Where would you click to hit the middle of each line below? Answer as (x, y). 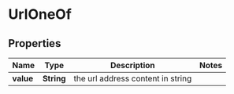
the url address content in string (133, 78)
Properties (35, 43)
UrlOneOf (40, 14)
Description (132, 65)
